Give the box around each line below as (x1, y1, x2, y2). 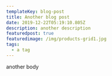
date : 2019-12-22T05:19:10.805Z (6, 19, 85, 25)
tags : (6, 42, 19, 48)
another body (6, 63, 39, 70)
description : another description (6, 25, 91, 31)
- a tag (11, 47, 31, 53)
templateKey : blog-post (6, 8, 65, 15)
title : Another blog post (6, 14, 70, 20)
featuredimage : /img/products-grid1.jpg (6, 36, 107, 42)
